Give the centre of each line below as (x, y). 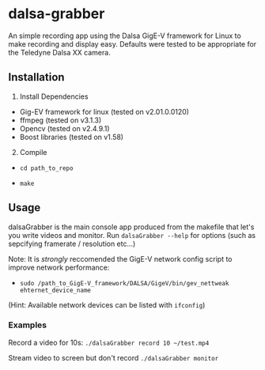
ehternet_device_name (55, 290)
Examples (28, 325)
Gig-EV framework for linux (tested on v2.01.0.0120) (104, 111)
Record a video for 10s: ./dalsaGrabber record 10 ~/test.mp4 (109, 342)
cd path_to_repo (46, 168)
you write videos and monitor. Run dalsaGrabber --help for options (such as (132, 235)
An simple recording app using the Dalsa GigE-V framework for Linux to (125, 36)
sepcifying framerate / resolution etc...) (72, 244)
